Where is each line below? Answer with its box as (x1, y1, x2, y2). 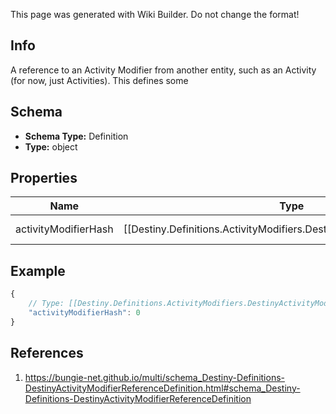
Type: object (24, 140, 78, 153)
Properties (10, 170, 78, 187)
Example (10, 262, 66, 279)
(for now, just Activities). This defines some (10, 74, 189, 86)
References (10, 345, 84, 362)
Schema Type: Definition (24, 130, 129, 142)
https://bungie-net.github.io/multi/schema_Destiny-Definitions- (24, 371, 285, 383)
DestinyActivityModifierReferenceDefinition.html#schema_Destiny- (24, 382, 301, 394)
